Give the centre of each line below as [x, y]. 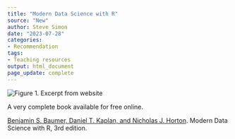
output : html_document [41, 66]
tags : [15, 54]
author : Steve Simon [38, 27]
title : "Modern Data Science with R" [63, 14]
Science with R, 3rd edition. [47, 128]
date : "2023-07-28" [36, 34]
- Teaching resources [39, 60]
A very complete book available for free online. [75, 107]
